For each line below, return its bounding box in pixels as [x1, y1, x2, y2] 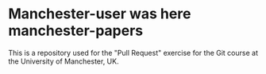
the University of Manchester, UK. [8, 56, 119, 66]
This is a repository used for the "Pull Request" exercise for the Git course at [8, 48, 258, 57]
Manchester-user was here [8, 5, 191, 23]
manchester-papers [8, 21, 144, 40]
